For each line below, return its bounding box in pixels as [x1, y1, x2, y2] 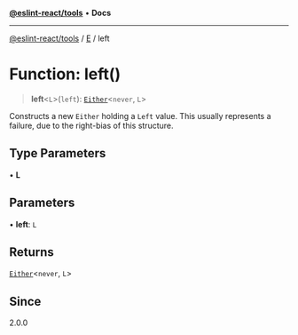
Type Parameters [9, 146, 106, 161]
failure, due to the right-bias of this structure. [9, 120, 174, 131]
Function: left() [9, 64, 122, 84]
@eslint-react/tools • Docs [9, 8, 112, 18]
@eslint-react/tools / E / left [9, 33, 110, 44]
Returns [9, 244, 55, 259]
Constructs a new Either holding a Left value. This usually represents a [9, 110, 272, 121]
